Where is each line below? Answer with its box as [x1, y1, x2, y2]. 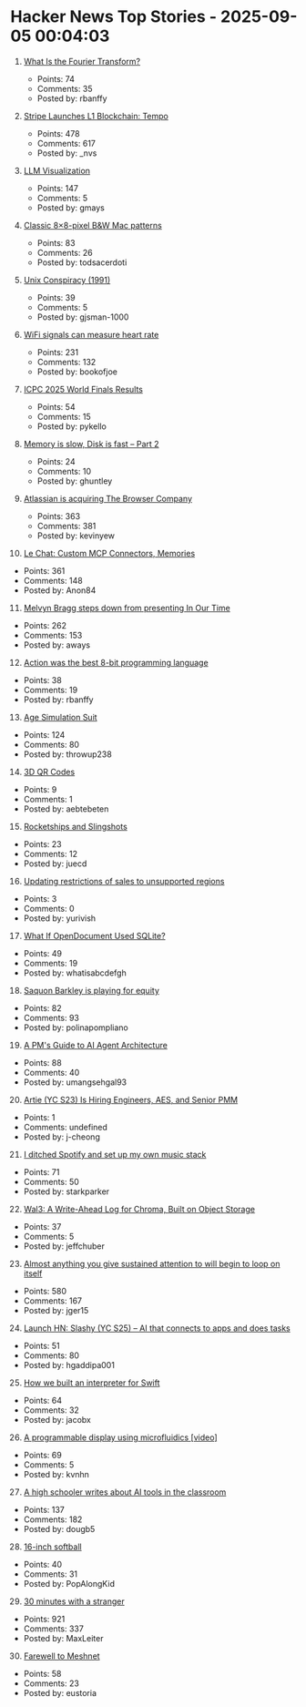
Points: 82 [23, 1002, 62, 1013]
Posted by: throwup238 [23, 749, 112, 760]
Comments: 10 [36, 465, 92, 476]
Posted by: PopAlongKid [23, 1578, 115, 1589]
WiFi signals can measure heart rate [23, 329, 159, 340]
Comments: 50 [23, 1176, 80, 1187]
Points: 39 [36, 291, 76, 302]
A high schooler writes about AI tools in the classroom [23, 1487, 227, 1497]
